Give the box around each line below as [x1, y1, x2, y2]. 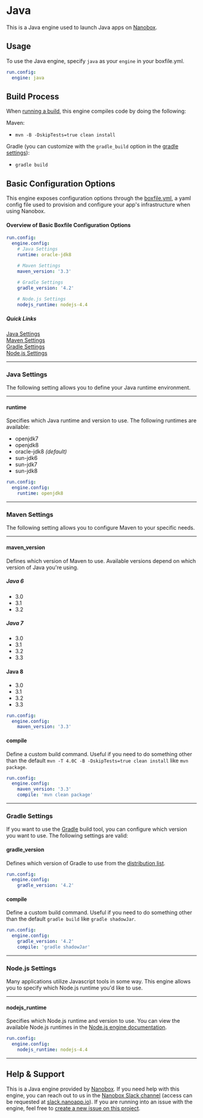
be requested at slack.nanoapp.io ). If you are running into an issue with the [6, 1098, 193, 1105]
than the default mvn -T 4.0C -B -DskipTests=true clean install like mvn [6, 757, 188, 764]
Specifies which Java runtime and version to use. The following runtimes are [6, 417, 197, 424]
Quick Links [6, 314, 37, 322]
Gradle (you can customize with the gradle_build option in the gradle [6, 143, 179, 150]
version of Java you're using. [6, 564, 79, 571]
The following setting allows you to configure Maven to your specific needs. [6, 524, 195, 531]
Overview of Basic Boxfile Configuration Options [6, 221, 131, 228]
